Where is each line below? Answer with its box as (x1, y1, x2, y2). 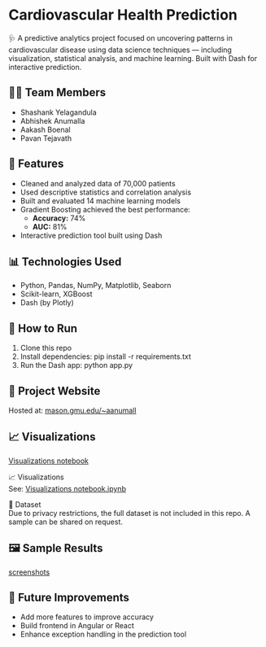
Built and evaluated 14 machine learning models (20, 195, 181, 205)
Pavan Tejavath (20, 133, 72, 143)
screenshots (8, 567, 50, 577)
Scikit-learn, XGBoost (20, 289, 93, 299)
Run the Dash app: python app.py (20, 361, 133, 370)
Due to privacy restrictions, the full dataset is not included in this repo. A (8, 508, 251, 518)
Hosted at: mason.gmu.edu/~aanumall (8, 405, 137, 415)
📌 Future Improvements (8, 591, 130, 605)
